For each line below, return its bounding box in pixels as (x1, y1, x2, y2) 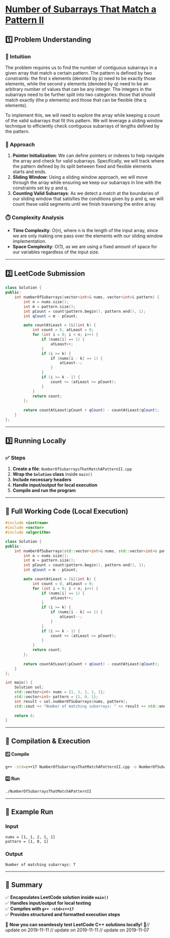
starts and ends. (12, 169, 47, 175)
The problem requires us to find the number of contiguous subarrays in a (5, 64, 157, 71)
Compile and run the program (12, 488, 76, 494)
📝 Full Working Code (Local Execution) (5, 507, 129, 515)
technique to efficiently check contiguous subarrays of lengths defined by (5, 123, 160, 129)
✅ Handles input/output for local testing (5, 900, 91, 906)
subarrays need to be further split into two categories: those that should (5, 91, 155, 98)
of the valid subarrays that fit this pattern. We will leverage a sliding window (5, 117, 163, 123)
